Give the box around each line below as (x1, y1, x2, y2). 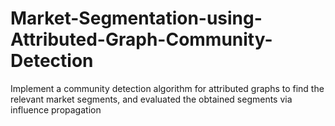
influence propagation (10, 103, 102, 116)
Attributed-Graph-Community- (10, 28, 273, 51)
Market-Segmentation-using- (10, 7, 263, 30)
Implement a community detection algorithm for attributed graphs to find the (10, 82, 325, 94)
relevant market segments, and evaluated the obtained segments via (10, 93, 293, 105)
